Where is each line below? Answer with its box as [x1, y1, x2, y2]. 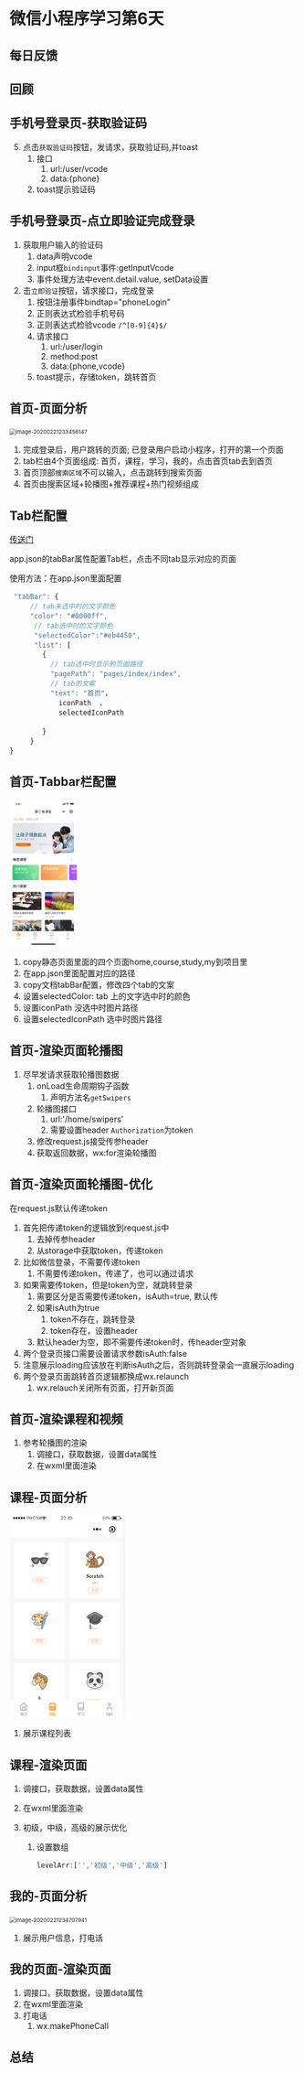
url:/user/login [49, 340, 103, 352]
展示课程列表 [22, 1728, 71, 1739]
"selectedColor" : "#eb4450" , [33, 630, 141, 640]
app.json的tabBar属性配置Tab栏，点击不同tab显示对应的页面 [9, 553, 237, 564]
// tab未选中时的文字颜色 [29, 602, 116, 611]
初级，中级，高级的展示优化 [22, 1821, 128, 1832]
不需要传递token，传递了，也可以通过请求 [36, 1268, 194, 1279]
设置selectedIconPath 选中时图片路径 [22, 1013, 163, 1025]
